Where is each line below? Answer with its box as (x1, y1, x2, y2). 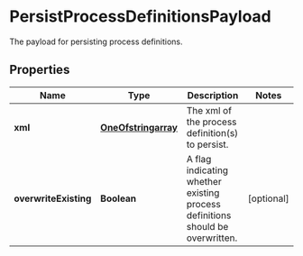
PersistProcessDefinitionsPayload (9, 6, 272, 27)
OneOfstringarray (100, 121, 179, 133)
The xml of (186, 104, 233, 116)
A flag (186, 152, 212, 165)
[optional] (247, 192, 289, 205)
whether (186, 175, 223, 187)
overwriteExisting (14, 192, 92, 205)
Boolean (100, 192, 137, 205)
